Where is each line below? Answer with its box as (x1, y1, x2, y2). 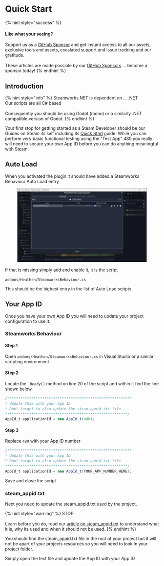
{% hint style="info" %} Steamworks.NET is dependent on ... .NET (5, 94, 138, 101)
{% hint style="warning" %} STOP (5, 511, 74, 517)
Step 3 (5, 427, 19, 433)
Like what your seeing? (5, 31, 53, 37)
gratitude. (5, 52, 25, 58)
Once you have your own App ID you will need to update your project (5, 313, 144, 319)
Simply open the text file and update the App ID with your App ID (5, 556, 135, 562)
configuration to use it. (5, 318, 51, 324)
